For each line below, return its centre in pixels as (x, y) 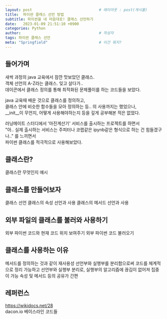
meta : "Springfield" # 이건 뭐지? (64, 43)
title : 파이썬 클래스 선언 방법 (35, 15)
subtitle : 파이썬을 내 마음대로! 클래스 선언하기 (49, 19)
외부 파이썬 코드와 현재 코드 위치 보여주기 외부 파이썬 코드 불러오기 (70, 233)
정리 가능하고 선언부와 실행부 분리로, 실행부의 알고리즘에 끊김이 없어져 (82, 269)
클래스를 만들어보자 (33, 190)
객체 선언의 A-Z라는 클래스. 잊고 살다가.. (44, 83)
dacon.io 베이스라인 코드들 (31, 311)
